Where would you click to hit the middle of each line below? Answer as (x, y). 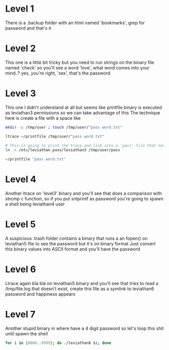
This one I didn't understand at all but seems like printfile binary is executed (83, 107)
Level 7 (20, 314)
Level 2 (21, 49)
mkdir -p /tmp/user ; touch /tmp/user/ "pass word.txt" (64, 127)
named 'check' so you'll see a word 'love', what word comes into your (77, 67)
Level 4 (21, 180)
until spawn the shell (27, 333)
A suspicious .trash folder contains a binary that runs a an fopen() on (76, 238)
